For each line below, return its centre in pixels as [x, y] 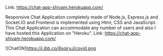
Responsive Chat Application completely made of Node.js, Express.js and [82, 17]
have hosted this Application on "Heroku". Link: [54, 33]
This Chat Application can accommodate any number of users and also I [80, 28]
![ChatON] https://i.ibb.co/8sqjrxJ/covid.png [51, 48]
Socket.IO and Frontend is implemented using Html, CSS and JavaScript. [81, 22]
